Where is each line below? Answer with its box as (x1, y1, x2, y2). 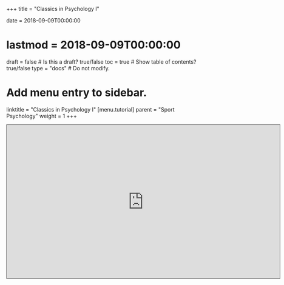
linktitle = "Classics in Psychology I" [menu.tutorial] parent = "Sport (6, 106, 175, 113)
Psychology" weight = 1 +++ (6, 112, 78, 119)
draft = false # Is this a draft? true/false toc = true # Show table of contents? (6, 58, 197, 65)
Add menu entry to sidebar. (6, 86, 147, 99)
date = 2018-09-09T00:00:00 (6, 17, 81, 24)
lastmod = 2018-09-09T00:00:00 (6, 38, 181, 52)
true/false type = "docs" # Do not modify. (6, 64, 110, 72)
